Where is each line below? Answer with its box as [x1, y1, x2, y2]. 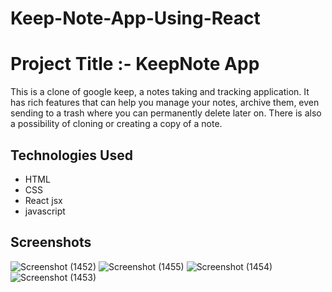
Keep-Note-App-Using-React [10, 7, 261, 30]
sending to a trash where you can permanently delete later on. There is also [10, 107, 322, 119]
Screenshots [10, 234, 92, 251]
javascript [24, 205, 66, 217]
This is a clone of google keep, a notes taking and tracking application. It [10, 86, 310, 98]
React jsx [24, 194, 63, 206]
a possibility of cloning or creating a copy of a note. [10, 118, 223, 130]
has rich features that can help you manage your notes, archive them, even [10, 97, 320, 109]
